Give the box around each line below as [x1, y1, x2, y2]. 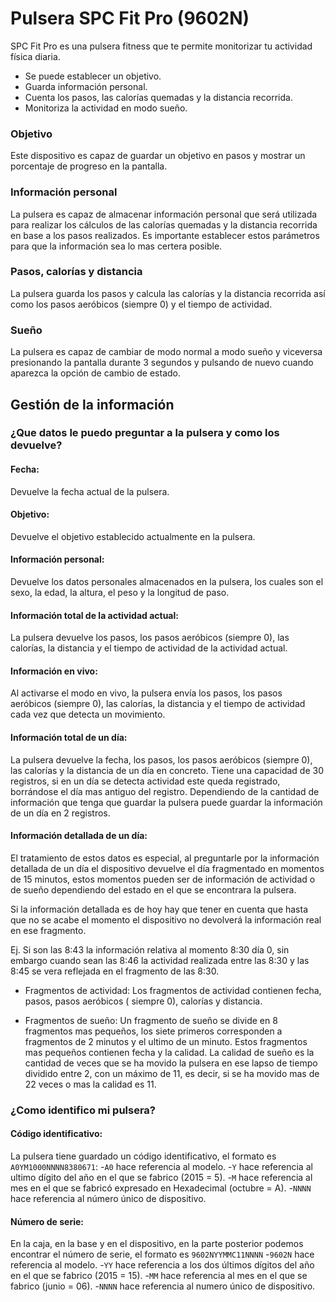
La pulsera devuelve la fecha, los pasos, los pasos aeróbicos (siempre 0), [10, 753, 313, 766]
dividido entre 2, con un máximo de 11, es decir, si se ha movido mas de [24, 1067, 320, 1079]
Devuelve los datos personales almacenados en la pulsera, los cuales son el [10, 576, 324, 588]
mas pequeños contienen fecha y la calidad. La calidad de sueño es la [24, 1046, 315, 1058]
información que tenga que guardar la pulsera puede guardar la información [10, 796, 323, 808]
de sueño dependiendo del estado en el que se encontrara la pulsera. [10, 883, 297, 896]
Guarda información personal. [24, 80, 148, 92]
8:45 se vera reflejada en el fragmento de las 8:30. [10, 965, 220, 977]
